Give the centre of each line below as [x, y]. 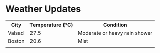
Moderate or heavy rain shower [115, 33]
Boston [16, 41]
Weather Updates [43, 9]
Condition [115, 25]
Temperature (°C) [51, 25]
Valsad [16, 33]
